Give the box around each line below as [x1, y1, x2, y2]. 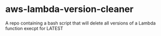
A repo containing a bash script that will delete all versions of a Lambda [5, 20, 156, 26]
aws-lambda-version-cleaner [5, 3, 134, 15]
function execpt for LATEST [5, 25, 63, 31]
